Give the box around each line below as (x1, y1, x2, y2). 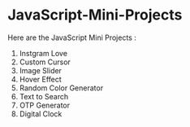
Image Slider (19, 65, 63, 75)
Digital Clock (19, 108, 63, 119)
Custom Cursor (19, 57, 71, 67)
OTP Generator (19, 100, 71, 110)
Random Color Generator (19, 83, 103, 93)
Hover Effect (19, 74, 62, 84)
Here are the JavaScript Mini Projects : (7, 33, 137, 42)
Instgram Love (19, 48, 68, 58)
